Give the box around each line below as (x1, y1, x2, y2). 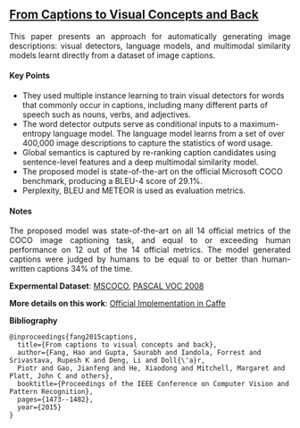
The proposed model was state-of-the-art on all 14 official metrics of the (9, 225, 291, 236)
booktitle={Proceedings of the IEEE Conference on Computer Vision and (17, 380, 290, 389)
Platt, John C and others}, (9, 372, 114, 381)
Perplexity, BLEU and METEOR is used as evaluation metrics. (21, 185, 246, 196)
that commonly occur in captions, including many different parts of (21, 100, 268, 111)
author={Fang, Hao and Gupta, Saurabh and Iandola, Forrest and (17, 348, 262, 357)
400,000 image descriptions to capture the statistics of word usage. (21, 138, 273, 148)
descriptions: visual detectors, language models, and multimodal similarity (9, 40, 291, 51)
